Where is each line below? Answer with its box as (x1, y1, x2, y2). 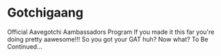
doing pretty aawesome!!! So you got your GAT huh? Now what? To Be (7, 35, 208, 43)
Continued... (7, 42, 43, 50)
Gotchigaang (7, 5, 83, 21)
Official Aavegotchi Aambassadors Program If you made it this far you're (7, 28, 215, 36)
